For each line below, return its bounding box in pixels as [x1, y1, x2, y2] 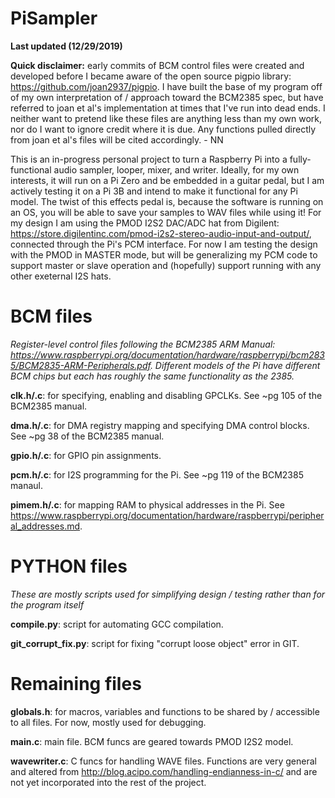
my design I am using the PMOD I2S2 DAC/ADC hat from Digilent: [10, 217, 280, 229]
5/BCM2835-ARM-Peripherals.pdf [10, 359, 151, 371]
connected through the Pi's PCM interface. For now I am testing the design [10, 238, 318, 250]
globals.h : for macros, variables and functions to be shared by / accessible [10, 705, 320, 717]
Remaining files [10, 673, 142, 695]
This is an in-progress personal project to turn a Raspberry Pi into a [10, 153, 288, 165]
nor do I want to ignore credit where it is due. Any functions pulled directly [10, 123, 317, 135]
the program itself [10, 598, 85, 611]
